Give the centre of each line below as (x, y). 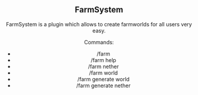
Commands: (99, 42)
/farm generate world (103, 79)
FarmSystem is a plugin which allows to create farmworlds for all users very (99, 24)
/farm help (103, 60)
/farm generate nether (103, 85)
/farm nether (103, 66)
